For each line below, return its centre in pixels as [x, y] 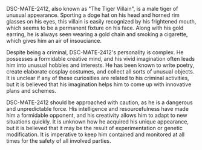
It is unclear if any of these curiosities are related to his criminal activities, [98, 78]
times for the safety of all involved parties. [59, 141]
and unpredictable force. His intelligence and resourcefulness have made [98, 109]
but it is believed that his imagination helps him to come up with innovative [99, 84]
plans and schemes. [31, 91]
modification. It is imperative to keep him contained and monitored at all [96, 134]
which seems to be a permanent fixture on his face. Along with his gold [95, 28]
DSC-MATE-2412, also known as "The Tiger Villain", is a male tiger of [92, 9]
